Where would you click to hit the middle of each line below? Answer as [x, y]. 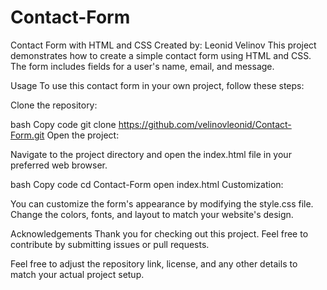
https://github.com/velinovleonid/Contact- [205, 124]
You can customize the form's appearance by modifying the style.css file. [162, 203]
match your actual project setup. [77, 274]
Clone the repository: [54, 105]
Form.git [27, 135]
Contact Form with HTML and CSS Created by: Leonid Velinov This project [163, 45]
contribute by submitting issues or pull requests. [110, 244]
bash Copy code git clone [63, 124]
